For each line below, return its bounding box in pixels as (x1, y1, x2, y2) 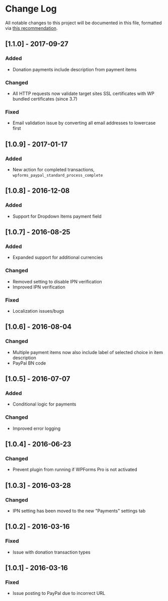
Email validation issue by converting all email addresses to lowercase (12, 120, 156, 126)
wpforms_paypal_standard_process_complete (12, 173, 103, 178)
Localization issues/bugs (12, 308, 64, 314)
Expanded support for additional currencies (12, 255, 103, 261)
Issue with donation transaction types (12, 549, 91, 555)
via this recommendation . (5, 25, 58, 31)
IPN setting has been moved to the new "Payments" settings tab (12, 508, 146, 514)
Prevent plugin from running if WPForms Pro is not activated (12, 467, 137, 473)
